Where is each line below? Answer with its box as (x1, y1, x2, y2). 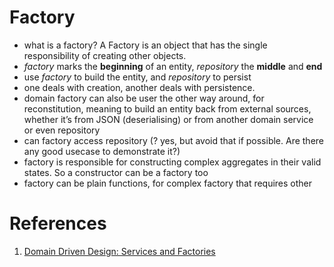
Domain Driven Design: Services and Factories (23, 245, 216, 257)
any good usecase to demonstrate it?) (23, 145, 181, 157)
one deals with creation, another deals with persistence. (23, 81, 256, 93)
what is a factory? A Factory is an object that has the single (23, 39, 268, 51)
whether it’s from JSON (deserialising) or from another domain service (23, 113, 314, 125)
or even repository (23, 124, 101, 136)
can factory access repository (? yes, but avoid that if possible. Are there (23, 134, 325, 146)
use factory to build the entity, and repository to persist (23, 71, 252, 83)
